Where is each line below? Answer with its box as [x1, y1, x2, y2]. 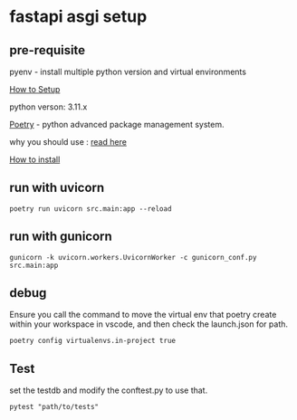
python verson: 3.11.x [9, 101, 88, 112]
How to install [9, 154, 61, 165]
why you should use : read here [9, 137, 127, 147]
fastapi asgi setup [9, 6, 148, 27]
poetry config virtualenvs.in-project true [9, 337, 177, 346]
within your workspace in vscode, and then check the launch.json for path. [9, 319, 288, 329]
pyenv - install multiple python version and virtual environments [9, 66, 247, 77]
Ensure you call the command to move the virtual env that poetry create [9, 310, 277, 320]
